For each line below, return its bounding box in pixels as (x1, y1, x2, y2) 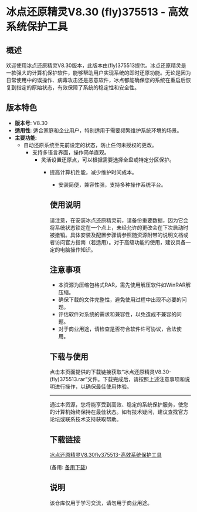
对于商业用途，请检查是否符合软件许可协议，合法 (58, 325, 177, 332)
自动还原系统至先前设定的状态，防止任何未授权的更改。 (23, 142, 157, 149)
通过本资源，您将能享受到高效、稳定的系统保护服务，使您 (49, 401, 189, 408)
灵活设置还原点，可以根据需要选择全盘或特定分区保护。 (40, 156, 175, 163)
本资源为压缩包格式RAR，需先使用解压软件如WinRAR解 (58, 281, 191, 288)
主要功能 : (14, 134, 37, 141)
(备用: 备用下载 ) (49, 464, 88, 471)
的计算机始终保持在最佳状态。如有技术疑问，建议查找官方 (49, 409, 189, 416)
